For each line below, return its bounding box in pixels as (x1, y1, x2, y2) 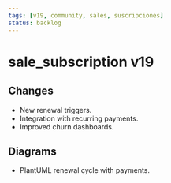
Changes (8, 84, 54, 98)
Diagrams (8, 144, 57, 158)
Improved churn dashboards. (19, 121, 114, 131)
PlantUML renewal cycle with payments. (19, 166, 151, 175)
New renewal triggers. (19, 105, 92, 114)
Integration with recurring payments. (19, 114, 139, 123)
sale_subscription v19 (8, 53, 154, 71)
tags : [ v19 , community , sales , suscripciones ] (8, 11, 164, 20)
